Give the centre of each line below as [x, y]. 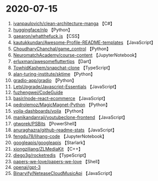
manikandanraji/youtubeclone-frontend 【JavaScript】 [70, 117]
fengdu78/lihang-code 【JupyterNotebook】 [60, 136]
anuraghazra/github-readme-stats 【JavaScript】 [65, 130]
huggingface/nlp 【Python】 [43, 30]
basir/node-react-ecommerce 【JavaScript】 [60, 98]
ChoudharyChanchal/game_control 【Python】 [62, 49]
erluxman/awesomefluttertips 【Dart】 [53, 61]
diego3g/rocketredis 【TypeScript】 [51, 155]
